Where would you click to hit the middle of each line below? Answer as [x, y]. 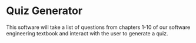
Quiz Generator [44, 11]
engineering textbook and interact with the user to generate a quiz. [87, 33]
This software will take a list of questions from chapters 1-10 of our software [98, 27]
